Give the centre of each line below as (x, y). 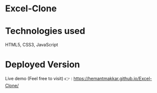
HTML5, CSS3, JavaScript (32, 45)
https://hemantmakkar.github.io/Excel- (113, 79)
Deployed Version (43, 65)
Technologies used (45, 31)
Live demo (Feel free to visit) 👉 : (39, 79)
